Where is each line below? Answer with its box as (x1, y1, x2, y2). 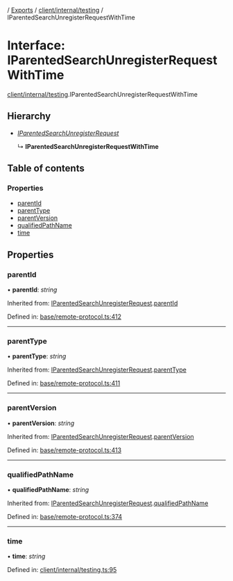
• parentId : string (7, 285, 58, 294)
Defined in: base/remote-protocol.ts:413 (7, 445, 122, 454)
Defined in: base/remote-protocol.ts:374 (7, 513, 123, 521)
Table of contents (7, 163, 85, 175)
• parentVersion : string (7, 419, 75, 427)
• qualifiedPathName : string (7, 486, 89, 494)
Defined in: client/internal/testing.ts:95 (7, 566, 117, 574)
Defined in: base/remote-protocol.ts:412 (7, 312, 122, 321)
